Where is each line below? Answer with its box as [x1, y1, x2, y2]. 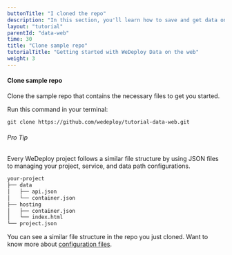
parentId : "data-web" [7, 29, 70, 37]
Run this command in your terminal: [7, 105, 108, 113]
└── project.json [7, 220, 57, 227]
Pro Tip [7, 133, 28, 142]
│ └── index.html [7, 214, 64, 221]
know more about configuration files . [7, 240, 113, 249]
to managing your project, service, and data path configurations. [7, 162, 191, 170]
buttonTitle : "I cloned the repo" [7, 10, 107, 17]
